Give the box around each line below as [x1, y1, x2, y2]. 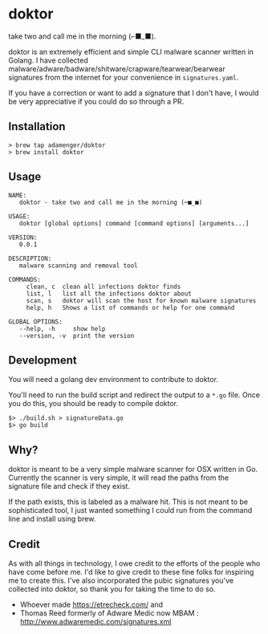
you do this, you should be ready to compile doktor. [8, 399, 179, 408]
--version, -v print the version [18, 331, 135, 339]
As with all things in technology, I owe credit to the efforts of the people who [8, 559, 261, 568]
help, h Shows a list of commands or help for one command [26, 303, 235, 311]
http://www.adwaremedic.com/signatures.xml [19, 617, 172, 626]
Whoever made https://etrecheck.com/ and [19, 599, 163, 609]
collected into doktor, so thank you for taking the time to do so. [8, 584, 216, 594]
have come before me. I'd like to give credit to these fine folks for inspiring [8, 567, 254, 576]
